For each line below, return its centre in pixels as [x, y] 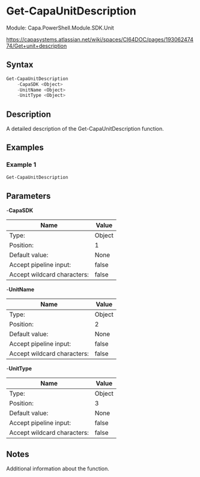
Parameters [29, 196]
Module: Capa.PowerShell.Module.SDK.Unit [60, 28]
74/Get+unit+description [37, 46]
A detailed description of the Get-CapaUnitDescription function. [85, 129]
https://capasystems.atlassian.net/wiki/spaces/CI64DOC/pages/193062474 [100, 39]
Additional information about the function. [58, 469]
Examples [25, 148]
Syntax [20, 65]
